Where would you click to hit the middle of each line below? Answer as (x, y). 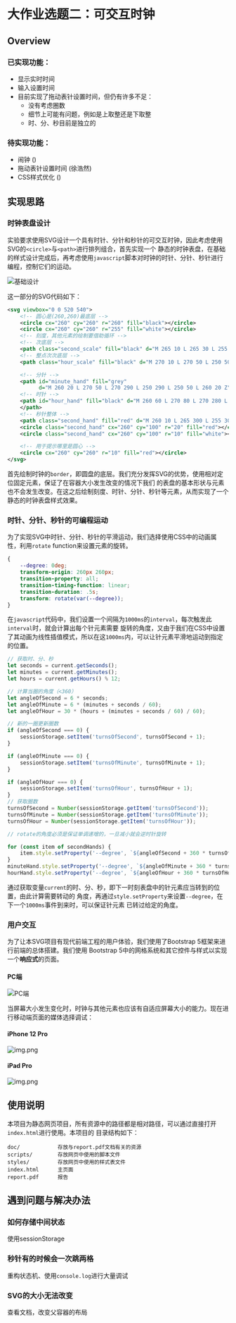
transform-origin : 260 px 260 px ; (67, 572)
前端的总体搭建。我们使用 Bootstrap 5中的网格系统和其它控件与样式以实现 (120, 950)
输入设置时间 (36, 87)
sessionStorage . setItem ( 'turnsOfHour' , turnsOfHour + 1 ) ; (106, 789)
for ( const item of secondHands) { (59, 847)
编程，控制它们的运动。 (41, 266)
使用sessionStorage (36, 1239)
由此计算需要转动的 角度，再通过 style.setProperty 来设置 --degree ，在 (121, 896)
